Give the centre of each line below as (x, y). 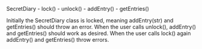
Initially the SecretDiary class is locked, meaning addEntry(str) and (90, 20)
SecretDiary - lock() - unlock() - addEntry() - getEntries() (78, 9)
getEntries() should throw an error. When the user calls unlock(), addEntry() (101, 27)
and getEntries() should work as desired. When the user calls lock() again (99, 33)
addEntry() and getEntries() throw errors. (58, 40)
